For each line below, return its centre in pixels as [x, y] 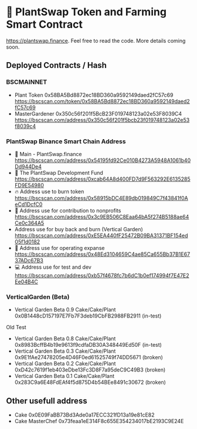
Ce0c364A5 [29, 223]
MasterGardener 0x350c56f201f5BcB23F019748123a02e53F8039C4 [98, 113]
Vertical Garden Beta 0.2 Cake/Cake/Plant [65, 364]
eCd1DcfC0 [28, 204]
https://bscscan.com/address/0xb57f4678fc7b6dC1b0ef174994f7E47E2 [102, 275]
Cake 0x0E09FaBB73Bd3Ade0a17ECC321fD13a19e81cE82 [84, 415]
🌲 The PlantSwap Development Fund [59, 173]
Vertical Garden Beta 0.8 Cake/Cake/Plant [65, 339]
